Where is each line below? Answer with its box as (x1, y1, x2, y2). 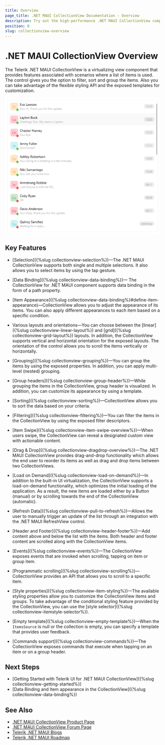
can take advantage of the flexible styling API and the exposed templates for (5, 83, 160, 89)
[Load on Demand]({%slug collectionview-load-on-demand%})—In (12, 472, 149, 478)
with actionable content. (12, 438, 61, 444)
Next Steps (5, 663, 40, 671)
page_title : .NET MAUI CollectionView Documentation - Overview (5, 13, 139, 18)
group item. (12, 558, 36, 564)
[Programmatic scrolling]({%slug (12, 568, 79, 574)
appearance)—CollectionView (12, 302, 73, 308)
